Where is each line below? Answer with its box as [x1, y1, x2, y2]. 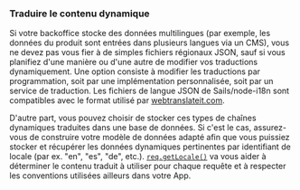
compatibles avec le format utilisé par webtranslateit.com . [9, 95, 225, 106]
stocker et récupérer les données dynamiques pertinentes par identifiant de [9, 141, 291, 152]
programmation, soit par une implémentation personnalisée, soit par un [9, 76, 274, 87]
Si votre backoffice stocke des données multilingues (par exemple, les [9, 28, 271, 39]
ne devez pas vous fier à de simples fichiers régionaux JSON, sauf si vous [9, 47, 286, 58]
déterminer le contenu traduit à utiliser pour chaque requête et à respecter [9, 161, 286, 172]
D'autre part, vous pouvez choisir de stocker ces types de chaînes [9, 112, 257, 124]
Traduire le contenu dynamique [9, 7, 151, 20]
